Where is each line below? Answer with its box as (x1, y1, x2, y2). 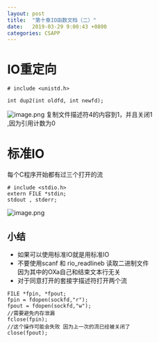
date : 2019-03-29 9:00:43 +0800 (7, 23, 108, 30)
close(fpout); (7, 329, 49, 336)
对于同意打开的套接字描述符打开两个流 (17, 276, 127, 285)
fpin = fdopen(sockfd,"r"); (7, 296, 89, 303)
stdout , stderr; (7, 196, 58, 204)
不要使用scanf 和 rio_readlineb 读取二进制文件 (17, 259, 149, 267)
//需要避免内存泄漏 (7, 310, 56, 317)
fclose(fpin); (7, 316, 49, 323)
